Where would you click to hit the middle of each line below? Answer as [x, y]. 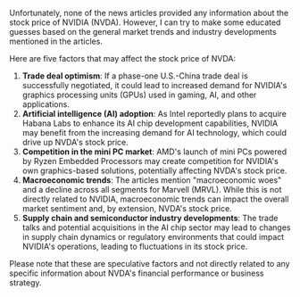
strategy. [25, 283]
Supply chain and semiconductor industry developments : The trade [150, 218]
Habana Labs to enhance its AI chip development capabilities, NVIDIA [150, 123]
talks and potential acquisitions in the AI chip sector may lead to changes [156, 227]
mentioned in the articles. [56, 41]
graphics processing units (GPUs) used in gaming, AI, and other [139, 95]
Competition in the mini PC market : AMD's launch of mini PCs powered [154, 152]
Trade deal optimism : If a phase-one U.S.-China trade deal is [135, 76]
